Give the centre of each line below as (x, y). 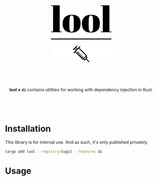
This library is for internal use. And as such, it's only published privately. (77, 142)
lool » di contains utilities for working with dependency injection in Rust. (81, 89)
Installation (28, 129)
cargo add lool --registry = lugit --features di (54, 152)
